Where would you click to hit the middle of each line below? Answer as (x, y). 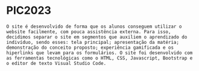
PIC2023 (29, 11)
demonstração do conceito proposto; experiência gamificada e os (90, 48)
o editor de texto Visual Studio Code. (56, 63)
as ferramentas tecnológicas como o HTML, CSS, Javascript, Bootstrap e (99, 58)
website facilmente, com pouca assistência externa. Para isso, (89, 32)
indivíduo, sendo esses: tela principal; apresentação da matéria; (93, 42)
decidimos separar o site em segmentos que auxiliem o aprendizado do (97, 37)
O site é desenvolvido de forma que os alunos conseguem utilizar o (94, 26)
